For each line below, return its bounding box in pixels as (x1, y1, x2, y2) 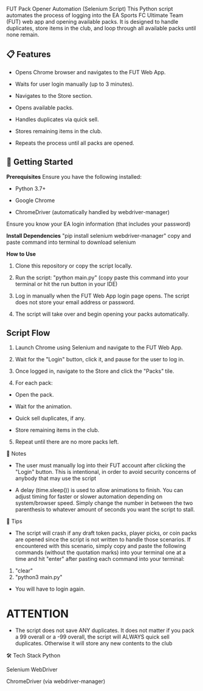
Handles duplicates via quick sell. (15, 116, 99, 123)
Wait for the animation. (15, 403, 72, 410)
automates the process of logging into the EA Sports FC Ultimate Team (6, 12, 184, 19)
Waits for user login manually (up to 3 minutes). (15, 80, 134, 88)
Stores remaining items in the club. (15, 127, 102, 134)
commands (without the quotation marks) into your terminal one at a (15, 549, 186, 556)
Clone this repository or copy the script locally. (15, 262, 132, 269)
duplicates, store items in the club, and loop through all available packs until (6, 24, 196, 32)
